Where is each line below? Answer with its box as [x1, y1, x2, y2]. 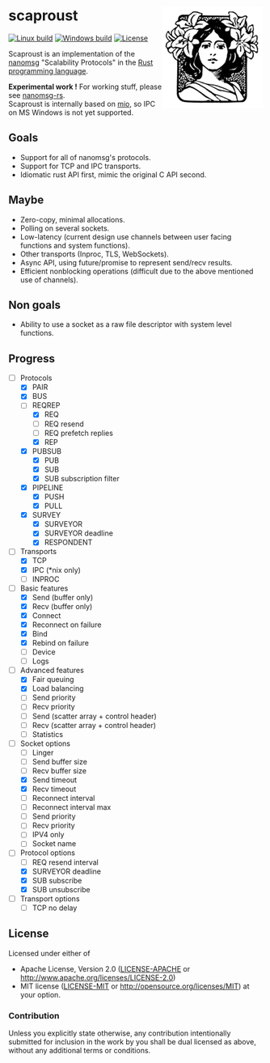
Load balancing [32, 684, 84, 693]
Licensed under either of [8, 948, 91, 958]
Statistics [32, 729, 63, 739]
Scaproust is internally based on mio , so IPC [8, 99, 156, 108]
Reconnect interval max [32, 803, 112, 812]
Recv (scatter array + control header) [32, 720, 156, 730]
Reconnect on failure [32, 620, 102, 629]
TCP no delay [32, 903, 78, 913]
